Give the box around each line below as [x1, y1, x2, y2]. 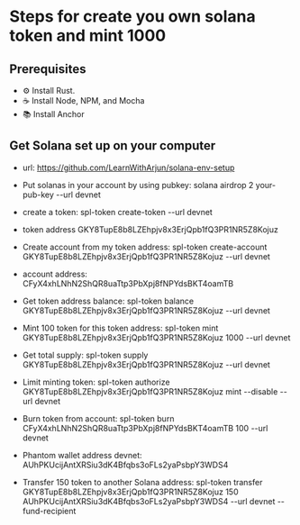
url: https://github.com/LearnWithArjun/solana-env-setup [22, 162, 235, 173]
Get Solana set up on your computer [9, 138, 216, 154]
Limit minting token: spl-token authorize [22, 376, 170, 387]
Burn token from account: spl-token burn [22, 412, 175, 424]
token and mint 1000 [9, 25, 167, 46]
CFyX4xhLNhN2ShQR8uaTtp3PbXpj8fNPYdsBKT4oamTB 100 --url [22, 422, 268, 433]
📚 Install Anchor [22, 109, 85, 119]
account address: [22, 268, 88, 279]
